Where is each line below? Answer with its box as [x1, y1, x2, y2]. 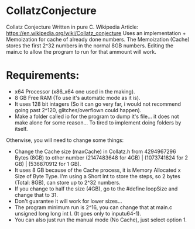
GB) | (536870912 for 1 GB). [14, 160, 81, 167]
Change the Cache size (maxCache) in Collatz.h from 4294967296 [14, 148, 176, 155]
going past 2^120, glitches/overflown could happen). [14, 106, 142, 113]
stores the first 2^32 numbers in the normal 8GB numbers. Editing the [6, 42, 174, 49]
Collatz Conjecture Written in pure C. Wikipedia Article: [6, 23, 139, 30]
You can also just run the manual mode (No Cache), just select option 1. [14, 216, 187, 223]
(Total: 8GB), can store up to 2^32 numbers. [14, 179, 121, 186]
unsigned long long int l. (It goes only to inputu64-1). [14, 210, 142, 217]
